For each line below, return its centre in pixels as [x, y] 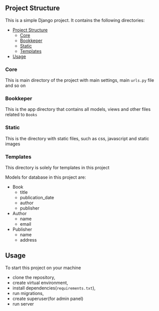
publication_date [37, 197]
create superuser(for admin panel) [48, 299]
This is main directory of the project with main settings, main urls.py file [79, 80]
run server [23, 304]
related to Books [21, 115]
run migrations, [28, 293]
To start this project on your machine [43, 268]
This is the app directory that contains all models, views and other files [78, 109]
